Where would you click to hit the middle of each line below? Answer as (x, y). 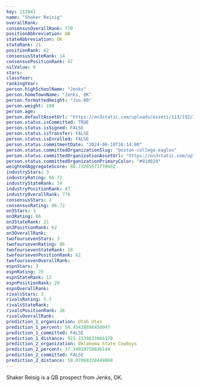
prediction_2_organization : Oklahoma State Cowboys (71, 344)
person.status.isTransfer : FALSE (48, 134)
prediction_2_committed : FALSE (45, 355)
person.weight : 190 (30, 106)
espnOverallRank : (28, 288)
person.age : (21, 111)
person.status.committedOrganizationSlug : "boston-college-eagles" (92, 150)
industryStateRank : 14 (34, 183)
